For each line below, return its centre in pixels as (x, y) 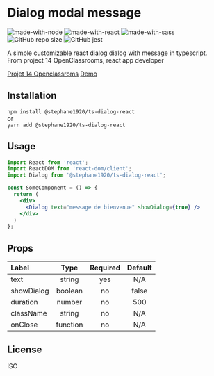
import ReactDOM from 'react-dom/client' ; (69, 169)
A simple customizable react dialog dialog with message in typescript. (107, 53)
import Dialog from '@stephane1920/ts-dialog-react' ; (87, 175)
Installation (32, 96)
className (29, 313)
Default (140, 268)
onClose (24, 325)
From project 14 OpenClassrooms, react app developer (86, 60)
